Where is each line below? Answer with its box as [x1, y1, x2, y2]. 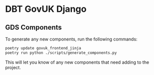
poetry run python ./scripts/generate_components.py [5, 50, 117, 55]
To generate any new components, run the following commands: [5, 36, 138, 42]
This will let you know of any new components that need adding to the [5, 59, 150, 65]
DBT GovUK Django [5, 3, 87, 15]
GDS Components [5, 23, 62, 32]
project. [5, 64, 21, 70]
